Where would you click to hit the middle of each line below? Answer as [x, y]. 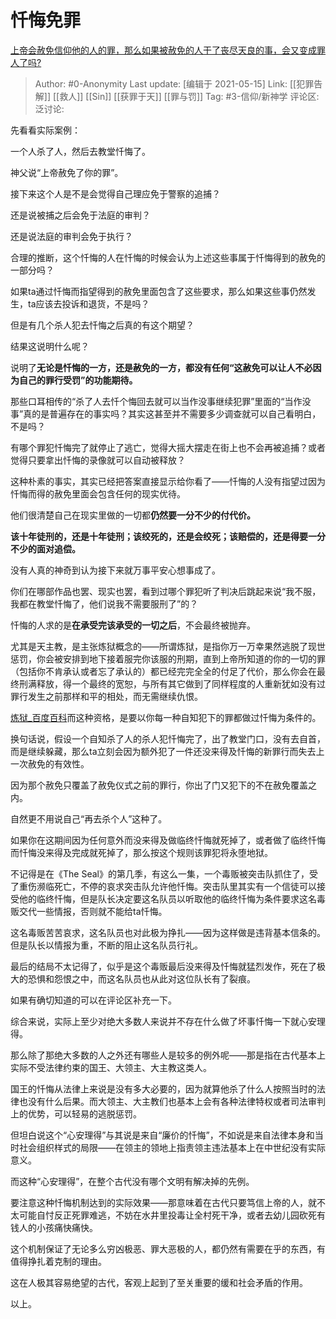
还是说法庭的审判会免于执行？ [71, 236]
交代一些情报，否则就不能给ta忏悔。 [93, 911]
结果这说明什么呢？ [50, 346]
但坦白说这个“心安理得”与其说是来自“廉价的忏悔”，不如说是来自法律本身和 [162, 1135]
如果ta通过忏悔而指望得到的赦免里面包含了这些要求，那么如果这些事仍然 [159, 291]
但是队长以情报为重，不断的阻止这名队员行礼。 [106, 945]
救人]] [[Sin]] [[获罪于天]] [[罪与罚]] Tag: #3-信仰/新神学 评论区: [189, 96]
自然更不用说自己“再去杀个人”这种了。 [89, 818]
